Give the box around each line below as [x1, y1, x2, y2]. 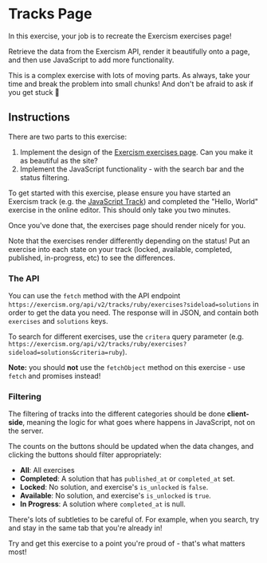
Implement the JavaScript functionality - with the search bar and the [19, 164, 245, 174]
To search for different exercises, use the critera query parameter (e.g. [8, 332, 245, 341]
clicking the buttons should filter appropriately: [8, 450, 162, 459]
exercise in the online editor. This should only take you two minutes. [8, 205, 231, 215]
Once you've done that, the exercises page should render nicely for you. [8, 220, 246, 230]
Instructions [8, 111, 70, 124]
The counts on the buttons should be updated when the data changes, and [8, 442, 254, 451]
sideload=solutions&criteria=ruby [8, 348, 124, 357]
